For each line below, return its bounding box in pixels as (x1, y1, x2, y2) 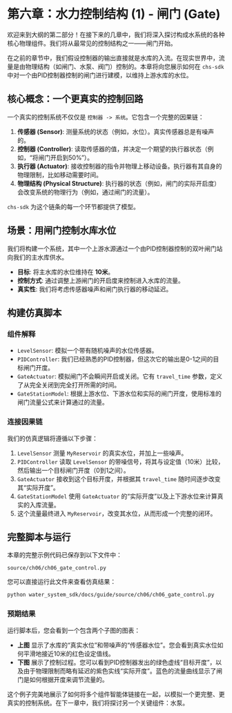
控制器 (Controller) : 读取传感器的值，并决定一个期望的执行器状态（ (17, 144, 209, 153)
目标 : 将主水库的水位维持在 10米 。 (17, 267, 115, 276)
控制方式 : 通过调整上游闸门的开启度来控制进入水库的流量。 (17, 276, 184, 284)
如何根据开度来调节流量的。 (29, 675, 108, 683)
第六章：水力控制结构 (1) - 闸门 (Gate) (7, 6, 221, 22)
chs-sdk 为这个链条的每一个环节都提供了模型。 (7, 202, 140, 211)
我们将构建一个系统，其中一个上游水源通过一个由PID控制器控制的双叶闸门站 (7, 244, 223, 253)
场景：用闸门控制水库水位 (7, 225, 116, 237)
